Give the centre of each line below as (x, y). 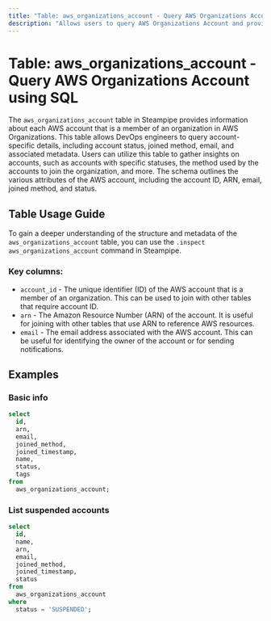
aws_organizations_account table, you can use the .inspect (107, 242)
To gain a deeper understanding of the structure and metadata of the (123, 233)
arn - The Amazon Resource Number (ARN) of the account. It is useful (137, 315)
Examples (33, 374)
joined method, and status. (53, 189)
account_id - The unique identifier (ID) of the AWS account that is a (131, 289)
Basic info (28, 397)
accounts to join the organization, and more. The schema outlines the (124, 171)
